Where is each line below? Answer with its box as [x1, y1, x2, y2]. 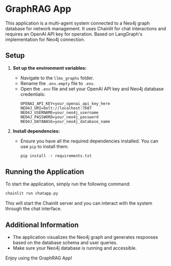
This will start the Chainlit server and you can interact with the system [5, 200, 153, 207]
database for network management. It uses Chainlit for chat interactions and [5, 25, 166, 31]
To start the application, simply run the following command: [5, 181, 131, 187]
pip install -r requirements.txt [20, 153, 92, 158]
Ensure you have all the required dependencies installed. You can [20, 138, 159, 144]
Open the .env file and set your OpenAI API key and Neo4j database [20, 86, 164, 92]
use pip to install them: [20, 143, 69, 149]
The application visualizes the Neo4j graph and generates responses [12, 234, 158, 240]
